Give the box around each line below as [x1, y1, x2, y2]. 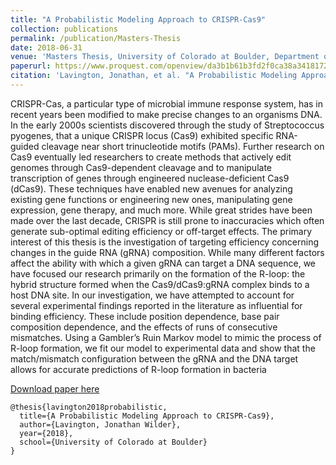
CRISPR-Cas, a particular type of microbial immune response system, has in [10, 97, 324, 110]
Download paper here [10, 382, 100, 395]
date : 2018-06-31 [10, 42, 83, 53]
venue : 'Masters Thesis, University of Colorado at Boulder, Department [10, 52, 320, 62]
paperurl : [10, 61, 52, 71]
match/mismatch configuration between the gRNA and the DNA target [10, 352, 299, 365]
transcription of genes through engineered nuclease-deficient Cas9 [10, 172, 290, 184]
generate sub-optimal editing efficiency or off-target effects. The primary [10, 225, 313, 237]
